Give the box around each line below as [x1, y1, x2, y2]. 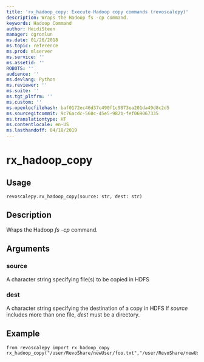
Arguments [6, 244, 50, 254]
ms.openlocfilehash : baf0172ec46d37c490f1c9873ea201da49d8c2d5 [6, 104, 170, 111]
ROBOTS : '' [6, 65, 34, 72]
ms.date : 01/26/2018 [6, 37, 59, 43]
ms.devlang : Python [6, 76, 56, 82]
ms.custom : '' [6, 99, 42, 105]
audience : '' [6, 71, 39, 77]
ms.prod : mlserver [6, 49, 53, 55]
